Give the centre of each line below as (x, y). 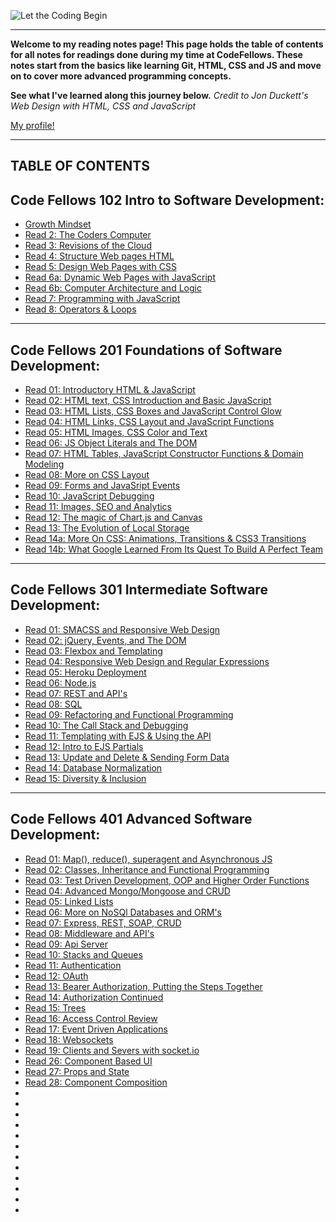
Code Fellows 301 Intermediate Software (139, 590)
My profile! (32, 125)
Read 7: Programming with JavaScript (102, 299)
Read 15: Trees (55, 1007)
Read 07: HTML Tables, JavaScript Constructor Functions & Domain (164, 454)
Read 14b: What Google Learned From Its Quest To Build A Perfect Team (174, 549)
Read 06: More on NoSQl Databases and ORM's (123, 912)
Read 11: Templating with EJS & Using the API (118, 736)
